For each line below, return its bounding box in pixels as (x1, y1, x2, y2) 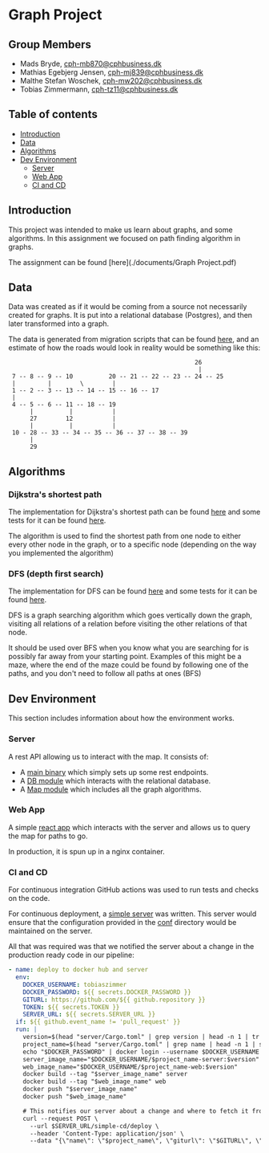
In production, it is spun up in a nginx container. (8, 846, 166, 856)
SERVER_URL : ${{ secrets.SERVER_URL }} (22, 1010, 156, 1019)
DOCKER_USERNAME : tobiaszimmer (22, 980, 127, 988)
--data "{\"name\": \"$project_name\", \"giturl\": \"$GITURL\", (29, 1137, 252, 1145)
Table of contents (8, 108, 98, 121)
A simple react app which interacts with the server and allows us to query (8, 822, 251, 832)
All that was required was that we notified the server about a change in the (8, 942, 255, 951)
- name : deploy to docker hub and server (8, 966, 149, 974)
